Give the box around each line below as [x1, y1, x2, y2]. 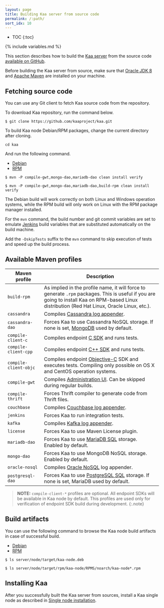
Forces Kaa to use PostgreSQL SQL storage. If [43, 472, 150, 478]
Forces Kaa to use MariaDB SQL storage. [43, 435, 138, 442]
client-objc [7, 365, 36, 370]
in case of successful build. [5, 533, 61, 539]
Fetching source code [5, 87, 73, 95]
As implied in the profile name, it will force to [43, 284, 145, 291]
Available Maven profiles [5, 255, 82, 264]
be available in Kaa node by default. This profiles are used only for [17, 496, 150, 501]
